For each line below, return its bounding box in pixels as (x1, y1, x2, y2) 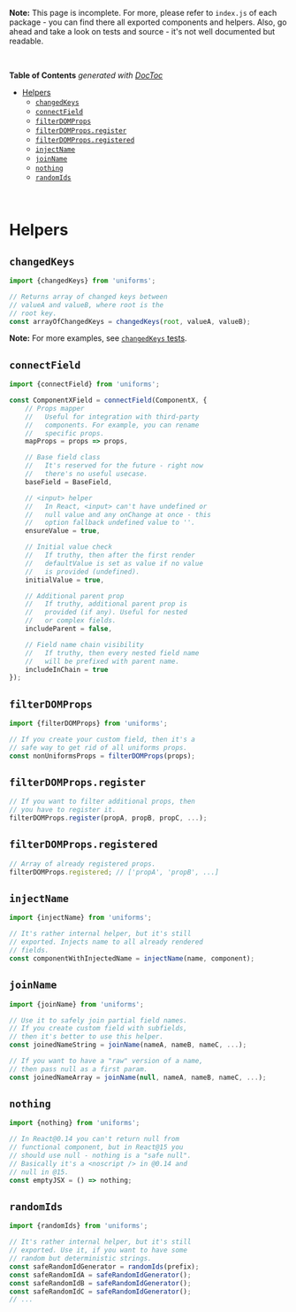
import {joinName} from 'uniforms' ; (9, 999, 144, 1008)
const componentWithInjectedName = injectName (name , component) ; (9, 953, 254, 963)
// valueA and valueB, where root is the (9, 300, 164, 309)
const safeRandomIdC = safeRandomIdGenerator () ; (9, 1287, 192, 1296)
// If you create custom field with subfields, (9, 1024, 188, 1033)
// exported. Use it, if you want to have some (9, 1246, 188, 1255)
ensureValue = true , (25, 527, 101, 536)
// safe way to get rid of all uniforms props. (9, 743, 188, 752)
